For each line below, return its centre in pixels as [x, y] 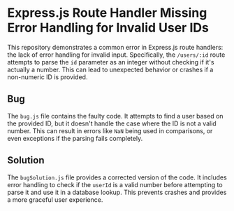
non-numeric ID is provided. [47, 77]
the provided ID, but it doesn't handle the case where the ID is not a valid [112, 123]
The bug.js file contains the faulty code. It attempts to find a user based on [115, 116]
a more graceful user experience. [55, 199]
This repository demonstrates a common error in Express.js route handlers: [115, 47]
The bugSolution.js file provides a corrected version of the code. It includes [117, 177]
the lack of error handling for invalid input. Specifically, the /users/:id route [116, 55]
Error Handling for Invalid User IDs [108, 28]
